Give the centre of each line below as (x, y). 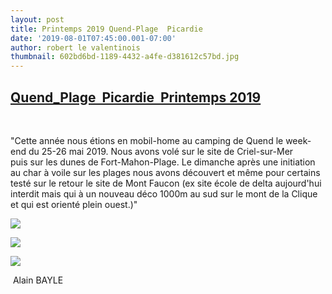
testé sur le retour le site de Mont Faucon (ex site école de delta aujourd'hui (166, 183)
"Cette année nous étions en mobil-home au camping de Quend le (147, 140)
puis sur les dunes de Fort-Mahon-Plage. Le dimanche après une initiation (163, 162)
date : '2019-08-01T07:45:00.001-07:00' (93, 38)
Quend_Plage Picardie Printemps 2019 (136, 97)
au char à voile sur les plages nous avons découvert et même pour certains (165, 172)
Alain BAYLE (38, 280)
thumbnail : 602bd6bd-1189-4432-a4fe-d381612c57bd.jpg (125, 57)
